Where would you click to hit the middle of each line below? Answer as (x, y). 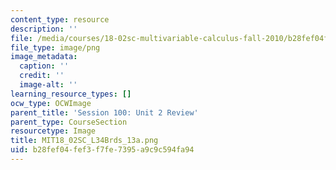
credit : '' (42, 76)
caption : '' (44, 66)
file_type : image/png (55, 47)
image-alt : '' (48, 85)
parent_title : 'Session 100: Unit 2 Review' (104, 112)
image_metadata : (44, 57)
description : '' (44, 29)
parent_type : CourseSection (69, 122)
